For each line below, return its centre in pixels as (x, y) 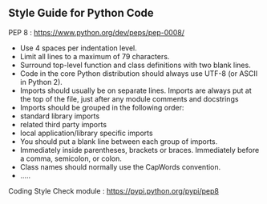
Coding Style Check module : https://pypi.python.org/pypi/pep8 (113, 190)
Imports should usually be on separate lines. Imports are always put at (136, 90)
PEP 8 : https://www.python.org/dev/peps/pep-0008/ (96, 32)
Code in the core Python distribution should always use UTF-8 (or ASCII (139, 73)
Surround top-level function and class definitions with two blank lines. (135, 65)
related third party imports (63, 124)
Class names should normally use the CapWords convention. (120, 166)
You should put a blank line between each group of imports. (119, 141)
